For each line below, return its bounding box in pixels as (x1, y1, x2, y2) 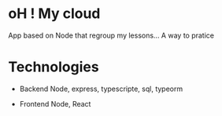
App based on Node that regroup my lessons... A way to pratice (8, 31, 215, 40)
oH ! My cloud (8, 5, 101, 23)
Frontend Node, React (19, 99, 91, 108)
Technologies (8, 58, 100, 76)
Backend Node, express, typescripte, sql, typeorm (19, 84, 183, 93)
